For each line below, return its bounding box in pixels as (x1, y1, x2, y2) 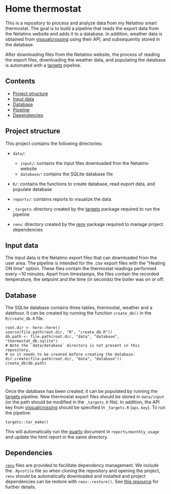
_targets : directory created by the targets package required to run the (12, 206, 160, 212)
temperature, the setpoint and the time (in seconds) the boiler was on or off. (5, 276, 164, 282)
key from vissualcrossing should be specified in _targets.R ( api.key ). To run (5, 404, 166, 410)
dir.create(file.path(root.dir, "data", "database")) (5, 357, 122, 362)
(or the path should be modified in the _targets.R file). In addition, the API (5, 399, 160, 405)
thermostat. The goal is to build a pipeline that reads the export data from (5, 25, 159, 31)
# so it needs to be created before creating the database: (5, 352, 136, 357)
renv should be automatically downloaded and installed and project (5, 473, 146, 479)
